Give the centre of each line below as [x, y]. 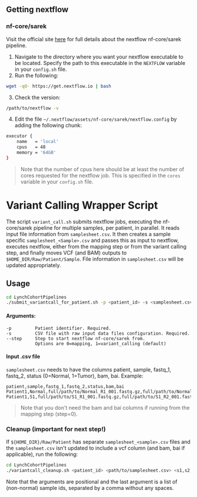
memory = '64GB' [37, 153]
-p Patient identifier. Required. [59, 328]
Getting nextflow [37, 10]
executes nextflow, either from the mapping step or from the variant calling [96, 246]
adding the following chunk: [48, 125]
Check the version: [37, 97]
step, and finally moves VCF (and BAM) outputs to [67, 253]
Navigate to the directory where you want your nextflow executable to [99, 57]
